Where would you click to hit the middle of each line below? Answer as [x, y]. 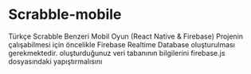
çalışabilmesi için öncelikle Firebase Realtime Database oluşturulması [122, 44]
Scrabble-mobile [65, 15]
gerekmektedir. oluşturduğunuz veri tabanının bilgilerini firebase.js [117, 53]
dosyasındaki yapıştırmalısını [55, 61]
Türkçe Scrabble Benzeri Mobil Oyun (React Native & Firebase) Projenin [126, 36]
